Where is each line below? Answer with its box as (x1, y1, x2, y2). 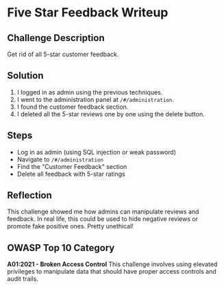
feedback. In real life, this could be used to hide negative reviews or (7, 215, 199, 223)
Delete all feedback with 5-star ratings (16, 170, 125, 178)
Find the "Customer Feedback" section (16, 162, 127, 170)
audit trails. (7, 275, 39, 283)
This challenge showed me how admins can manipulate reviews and (7, 207, 199, 216)
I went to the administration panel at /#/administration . (16, 95, 175, 103)
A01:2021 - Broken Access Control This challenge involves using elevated (7, 260, 218, 268)
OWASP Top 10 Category (7, 241, 115, 254)
